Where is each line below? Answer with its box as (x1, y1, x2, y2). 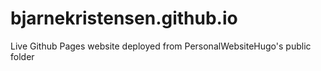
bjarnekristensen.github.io (10, 7, 238, 30)
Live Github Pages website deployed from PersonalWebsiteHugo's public (10, 40, 312, 52)
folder (10, 50, 35, 62)
